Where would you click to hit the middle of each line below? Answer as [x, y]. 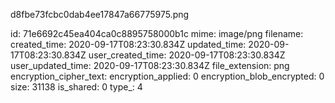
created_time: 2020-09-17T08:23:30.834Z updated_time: [128, 44]
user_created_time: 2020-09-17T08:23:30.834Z [187, 55]
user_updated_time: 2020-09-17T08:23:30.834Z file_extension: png [150, 65]
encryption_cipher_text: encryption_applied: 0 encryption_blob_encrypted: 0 [167, 76]
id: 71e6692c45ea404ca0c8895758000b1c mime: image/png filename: [157, 33]
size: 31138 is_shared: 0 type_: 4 [76, 87]
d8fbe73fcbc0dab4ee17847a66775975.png [100, 14]
